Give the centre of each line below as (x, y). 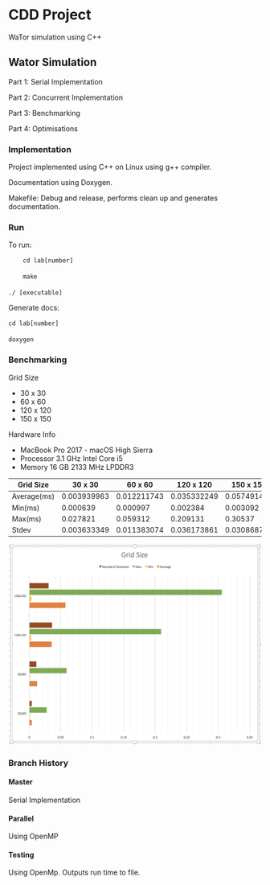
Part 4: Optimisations (43, 128)
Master (21, 782)
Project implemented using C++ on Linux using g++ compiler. (110, 167)
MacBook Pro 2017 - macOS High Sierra (86, 450)
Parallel (21, 818)
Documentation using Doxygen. (60, 183)
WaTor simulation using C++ (55, 37)
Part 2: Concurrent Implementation (65, 97)
